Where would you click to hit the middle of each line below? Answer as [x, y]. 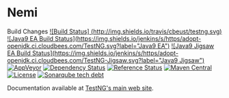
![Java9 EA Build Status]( [42, 38]
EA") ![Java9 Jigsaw [186, 46]
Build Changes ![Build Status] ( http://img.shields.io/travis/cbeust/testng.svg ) [114, 31]
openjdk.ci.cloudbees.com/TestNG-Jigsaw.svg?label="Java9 [93, 60]
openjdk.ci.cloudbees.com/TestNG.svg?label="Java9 [81, 46]
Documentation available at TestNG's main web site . [80, 88]
